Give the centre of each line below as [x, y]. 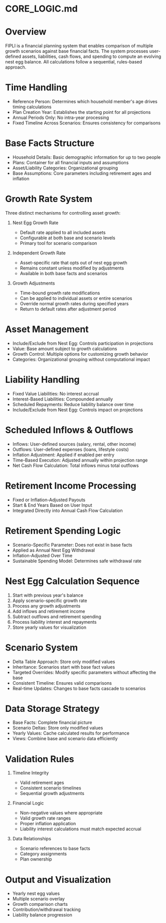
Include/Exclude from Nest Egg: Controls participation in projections [83, 343]
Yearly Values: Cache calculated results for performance [71, 733]
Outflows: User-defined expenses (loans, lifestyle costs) [70, 449]
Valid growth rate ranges [45, 818]
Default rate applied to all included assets [63, 232]
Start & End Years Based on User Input [52, 505]
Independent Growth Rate [39, 253]
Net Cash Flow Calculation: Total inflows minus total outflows [75, 465]
